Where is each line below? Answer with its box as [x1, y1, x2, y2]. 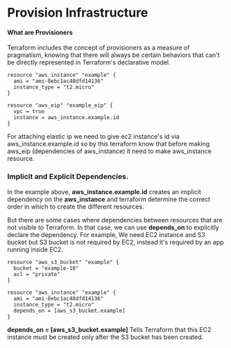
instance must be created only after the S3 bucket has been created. [7, 333, 204, 341]
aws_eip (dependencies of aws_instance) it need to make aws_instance [7, 147, 212, 155]
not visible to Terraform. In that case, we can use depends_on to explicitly [7, 223, 220, 232]
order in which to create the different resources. [7, 202, 144, 211]
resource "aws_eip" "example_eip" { [7, 102, 113, 109]
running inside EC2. [7, 245, 64, 254]
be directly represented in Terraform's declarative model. [7, 58, 171, 67]
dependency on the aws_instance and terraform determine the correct [7, 195, 210, 203]
